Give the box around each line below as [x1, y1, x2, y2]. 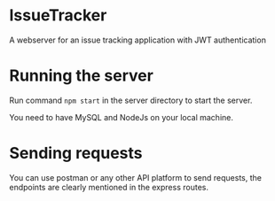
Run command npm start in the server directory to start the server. [9, 95, 253, 105]
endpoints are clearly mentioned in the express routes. [9, 182, 208, 192]
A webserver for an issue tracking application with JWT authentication [9, 35, 266, 45]
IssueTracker [9, 5, 107, 26]
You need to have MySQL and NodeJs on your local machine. [9, 112, 233, 122]
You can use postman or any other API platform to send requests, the [9, 172, 262, 182]
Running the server [9, 66, 153, 86]
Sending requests [9, 143, 144, 164]
